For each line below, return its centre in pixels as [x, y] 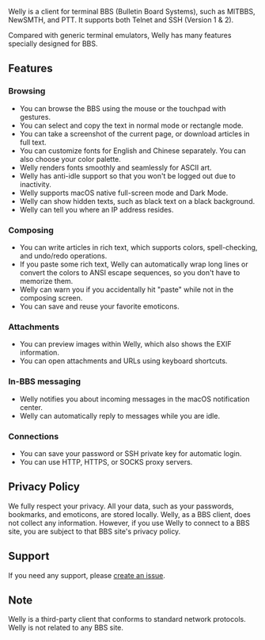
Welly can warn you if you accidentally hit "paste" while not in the [127, 289]
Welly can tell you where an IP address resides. [97, 209]
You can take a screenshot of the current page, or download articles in [135, 133]
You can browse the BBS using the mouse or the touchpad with [123, 108]
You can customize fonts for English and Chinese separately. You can [133, 151]
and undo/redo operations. [63, 255]
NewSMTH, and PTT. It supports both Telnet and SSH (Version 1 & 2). [121, 20]
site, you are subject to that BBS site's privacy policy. [95, 531]
